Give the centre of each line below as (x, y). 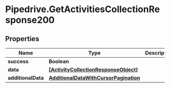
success (18, 61)
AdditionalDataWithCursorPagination (95, 78)
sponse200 (30, 20)
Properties (22, 39)
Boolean (59, 61)
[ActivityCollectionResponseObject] (93, 70)
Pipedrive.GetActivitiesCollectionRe (83, 9)
